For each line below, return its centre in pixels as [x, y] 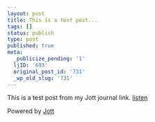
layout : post [26, 14]
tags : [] [20, 26]
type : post [23, 40]
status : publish [31, 33]
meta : [15, 53]
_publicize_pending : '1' [49, 59]
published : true [31, 46]
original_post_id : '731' [49, 71]
